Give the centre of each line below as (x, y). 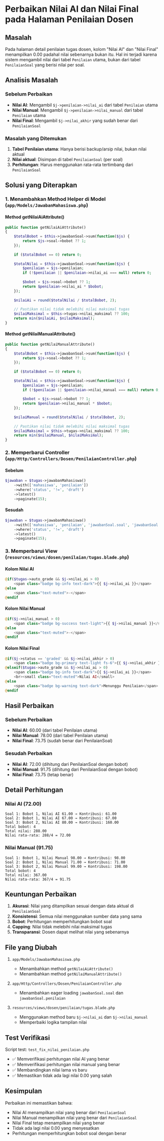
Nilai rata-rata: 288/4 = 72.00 (38, 835)
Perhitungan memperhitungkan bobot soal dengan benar (69, 1133)
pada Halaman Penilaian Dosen (69, 19)
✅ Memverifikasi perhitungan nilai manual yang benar (66, 1064)
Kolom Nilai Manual (25, 609)
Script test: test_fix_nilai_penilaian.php (47, 1049)
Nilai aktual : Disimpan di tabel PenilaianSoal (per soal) (67, 159)
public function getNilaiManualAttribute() (50, 344)
